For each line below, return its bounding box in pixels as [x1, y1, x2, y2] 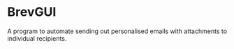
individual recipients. [7, 34, 67, 42]
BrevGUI [7, 4, 57, 20]
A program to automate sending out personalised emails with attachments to [7, 27, 228, 35]
